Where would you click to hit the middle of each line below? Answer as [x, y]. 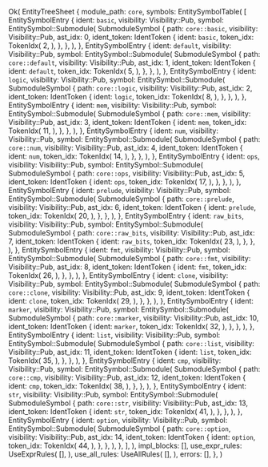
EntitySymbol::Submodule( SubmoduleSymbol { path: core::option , [120, 429]
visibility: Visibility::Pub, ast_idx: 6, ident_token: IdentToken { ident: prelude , [132, 207]
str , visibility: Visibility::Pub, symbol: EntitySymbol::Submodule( [113, 395]
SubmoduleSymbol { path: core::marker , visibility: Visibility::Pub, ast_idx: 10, [134, 318]
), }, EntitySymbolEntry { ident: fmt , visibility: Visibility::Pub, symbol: [119, 250]
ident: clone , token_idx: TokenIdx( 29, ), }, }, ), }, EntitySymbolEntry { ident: [131, 301]
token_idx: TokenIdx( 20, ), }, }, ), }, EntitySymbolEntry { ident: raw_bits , [126, 216]
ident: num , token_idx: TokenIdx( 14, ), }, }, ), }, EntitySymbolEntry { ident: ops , [134, 156]
